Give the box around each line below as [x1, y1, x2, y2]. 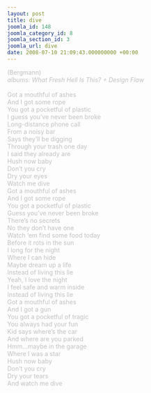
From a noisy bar [7, 127, 56, 136]
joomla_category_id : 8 [7, 29, 73, 37]
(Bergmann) [7, 68, 42, 77]
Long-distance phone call [7, 120, 81, 128]
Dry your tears [7, 371, 49, 380]
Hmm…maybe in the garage [7, 342, 87, 350]
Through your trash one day [7, 142, 88, 151]
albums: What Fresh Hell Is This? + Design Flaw [7, 75, 145, 84]
